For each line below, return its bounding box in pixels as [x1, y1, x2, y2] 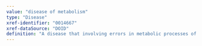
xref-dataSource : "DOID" [6, 25, 69, 32]
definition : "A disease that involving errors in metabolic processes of [6, 31, 197, 37]
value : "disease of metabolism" [6, 8, 88, 15]
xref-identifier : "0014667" [6, 20, 78, 26]
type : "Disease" [6, 14, 47, 20]
